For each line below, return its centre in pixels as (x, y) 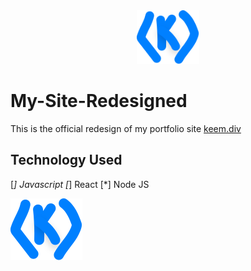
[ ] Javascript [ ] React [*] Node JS (80, 184)
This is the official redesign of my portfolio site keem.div (126, 129)
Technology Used (66, 160)
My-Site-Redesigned (99, 101)
